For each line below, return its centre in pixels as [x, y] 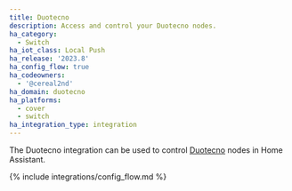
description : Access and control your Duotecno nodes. [113, 26]
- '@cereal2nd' [45, 84]
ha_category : [33, 34]
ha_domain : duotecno [48, 92]
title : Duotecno [39, 17]
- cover [32, 108]
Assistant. [28, 159]
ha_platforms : [36, 100]
